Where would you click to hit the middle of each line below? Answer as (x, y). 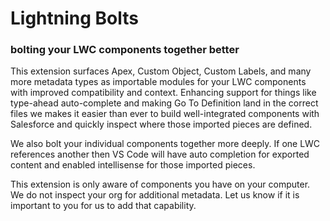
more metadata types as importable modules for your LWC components (158, 82)
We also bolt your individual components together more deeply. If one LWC (165, 144)
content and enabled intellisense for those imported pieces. (133, 165)
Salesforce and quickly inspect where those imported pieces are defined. (161, 124)
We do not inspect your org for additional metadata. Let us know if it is (155, 195)
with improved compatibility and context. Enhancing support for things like (163, 93)
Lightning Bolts (74, 18)
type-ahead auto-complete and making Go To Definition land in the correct (164, 103)
